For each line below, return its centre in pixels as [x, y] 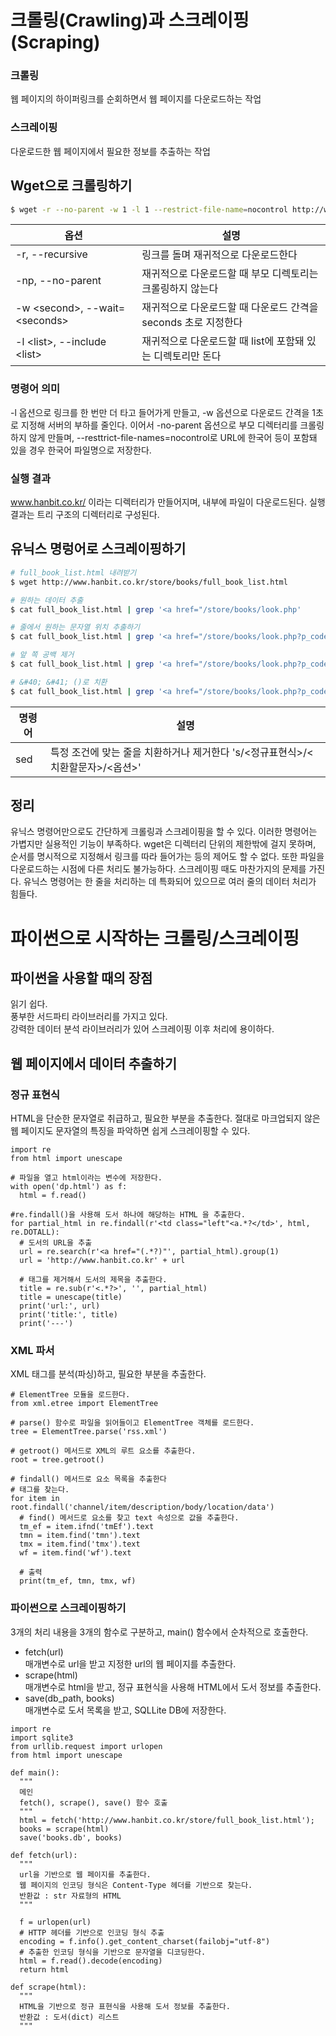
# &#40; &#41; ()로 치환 [59, 682]
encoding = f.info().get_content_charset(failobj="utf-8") [145, 1941]
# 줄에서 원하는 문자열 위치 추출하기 [75, 627]
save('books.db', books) [71, 1837]
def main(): [35, 1772]
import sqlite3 [42, 1737]
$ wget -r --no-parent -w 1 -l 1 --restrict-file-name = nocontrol [149, 209]
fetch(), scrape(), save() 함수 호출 [93, 1802]
